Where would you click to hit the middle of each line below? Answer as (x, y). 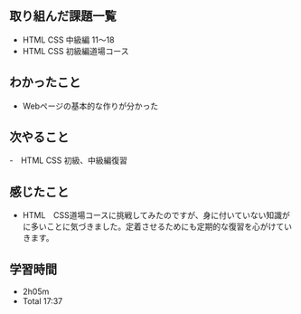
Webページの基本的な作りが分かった (90, 106)
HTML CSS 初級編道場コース (75, 51)
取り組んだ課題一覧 (63, 16)
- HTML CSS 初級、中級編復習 (69, 160)
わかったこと (45, 83)
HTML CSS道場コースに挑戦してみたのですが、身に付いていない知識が (156, 215)
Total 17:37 (42, 301)
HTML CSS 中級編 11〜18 (68, 40)
